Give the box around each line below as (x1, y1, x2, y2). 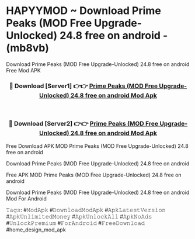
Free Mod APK (6, 67, 41, 74)
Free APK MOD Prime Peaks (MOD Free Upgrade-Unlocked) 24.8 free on (6, 171, 182, 178)
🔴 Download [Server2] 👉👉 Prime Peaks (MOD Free (8, 120, 159, 128)
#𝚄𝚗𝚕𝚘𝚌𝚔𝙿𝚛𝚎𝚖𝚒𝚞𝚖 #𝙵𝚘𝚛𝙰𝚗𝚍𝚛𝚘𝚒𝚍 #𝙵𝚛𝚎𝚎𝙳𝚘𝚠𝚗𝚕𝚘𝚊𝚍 (6, 219, 145, 226)
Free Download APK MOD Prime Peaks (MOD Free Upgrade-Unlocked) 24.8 (6, 142, 189, 150)
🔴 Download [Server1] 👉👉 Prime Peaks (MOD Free (9, 82, 158, 90)
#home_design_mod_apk (6, 226, 66, 233)
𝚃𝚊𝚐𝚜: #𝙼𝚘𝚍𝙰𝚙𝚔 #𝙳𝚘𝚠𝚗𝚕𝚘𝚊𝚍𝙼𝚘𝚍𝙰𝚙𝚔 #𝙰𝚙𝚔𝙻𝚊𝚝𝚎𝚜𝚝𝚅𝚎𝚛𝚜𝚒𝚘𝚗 (6, 206, 166, 213)
